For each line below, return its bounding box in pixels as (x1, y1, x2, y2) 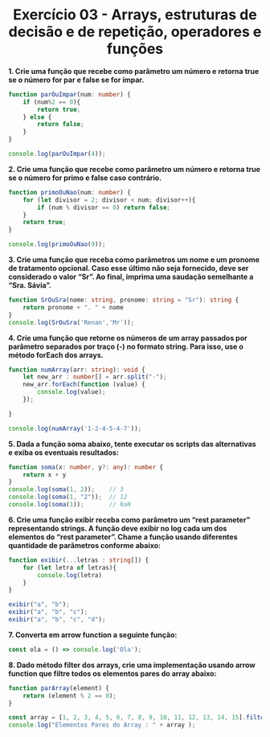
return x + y (22, 470, 67, 479)
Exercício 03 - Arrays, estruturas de (13, 6, 257, 24)
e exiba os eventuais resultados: (8, 448, 119, 457)
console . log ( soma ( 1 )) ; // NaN (8, 501, 131, 509)
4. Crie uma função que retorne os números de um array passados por (8, 333, 247, 342)
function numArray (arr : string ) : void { (8, 366, 146, 374)
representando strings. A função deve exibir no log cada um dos (8, 523, 227, 533)
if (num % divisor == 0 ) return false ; (37, 203, 171, 211)
